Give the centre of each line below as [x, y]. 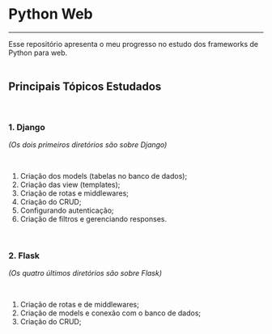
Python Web [51, 14]
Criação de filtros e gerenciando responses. [93, 219]
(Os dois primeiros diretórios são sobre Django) [88, 145]
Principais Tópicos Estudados [85, 87]
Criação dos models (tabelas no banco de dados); [104, 176]
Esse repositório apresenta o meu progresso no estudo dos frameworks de [134, 44]
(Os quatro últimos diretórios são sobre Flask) [85, 273]
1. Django [27, 127]
